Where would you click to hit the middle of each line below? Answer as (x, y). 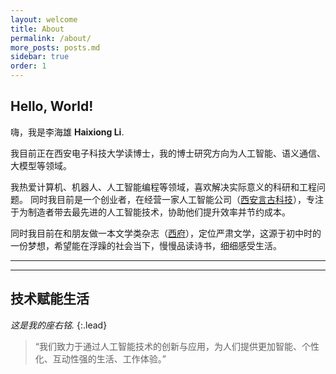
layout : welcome (44, 19)
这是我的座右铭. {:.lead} (59, 325)
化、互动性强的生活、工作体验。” (100, 358)
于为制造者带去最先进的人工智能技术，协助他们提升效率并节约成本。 (150, 212)
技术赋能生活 (50, 299)
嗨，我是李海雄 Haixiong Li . (67, 132)
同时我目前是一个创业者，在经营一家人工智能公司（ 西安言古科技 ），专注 (176, 199)
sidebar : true (40, 57)
